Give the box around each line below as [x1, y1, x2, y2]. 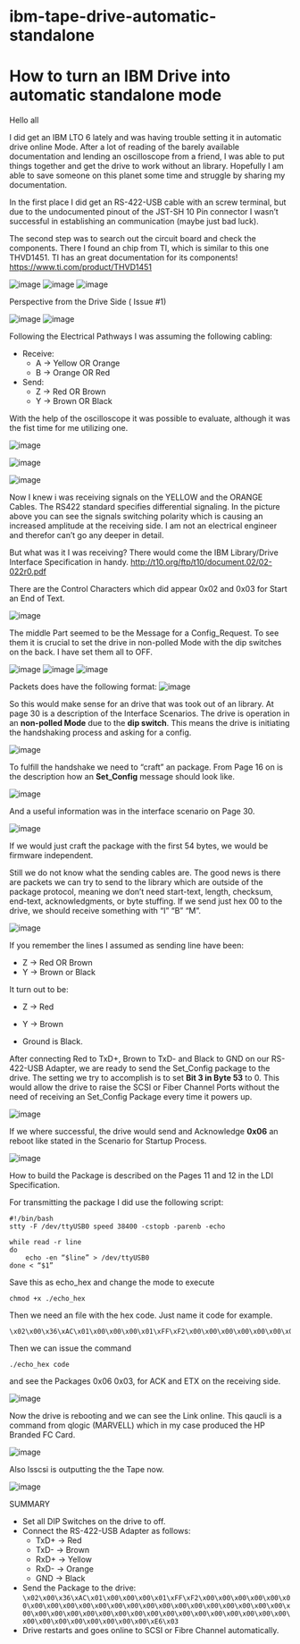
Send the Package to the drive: [21, 1582, 137, 1593]
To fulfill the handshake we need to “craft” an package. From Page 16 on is [9, 762, 284, 772]
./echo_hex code [9, 1361, 70, 1370]
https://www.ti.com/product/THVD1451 [9, 262, 153, 273]
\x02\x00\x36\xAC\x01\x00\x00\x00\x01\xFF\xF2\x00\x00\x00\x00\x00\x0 [21, 1594, 291, 1603]
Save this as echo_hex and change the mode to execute [9, 1277, 215, 1288]
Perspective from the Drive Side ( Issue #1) [9, 297, 167, 308]
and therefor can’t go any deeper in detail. [9, 530, 164, 541]
